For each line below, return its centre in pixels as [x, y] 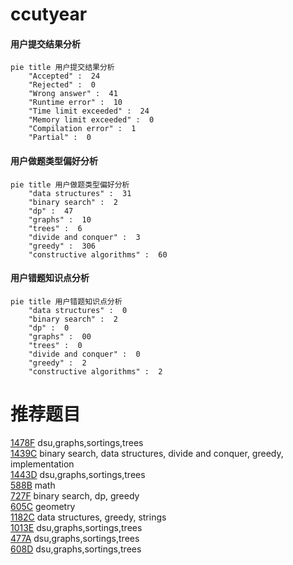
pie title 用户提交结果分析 [62, 68]
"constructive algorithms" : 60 [98, 254]
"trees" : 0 [55, 345]
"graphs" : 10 [60, 219]
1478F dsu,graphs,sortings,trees [77, 442]
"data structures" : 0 [78, 310]
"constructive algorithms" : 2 [95, 371]
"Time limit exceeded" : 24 [89, 111]
